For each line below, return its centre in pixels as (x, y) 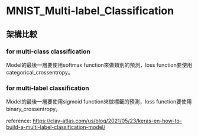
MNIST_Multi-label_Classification (90, 11)
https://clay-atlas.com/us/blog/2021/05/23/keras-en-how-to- (107, 121)
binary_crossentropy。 (33, 109)
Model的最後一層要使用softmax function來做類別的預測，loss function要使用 (99, 65)
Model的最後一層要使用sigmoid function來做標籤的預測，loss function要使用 (99, 102)
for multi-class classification (48, 51)
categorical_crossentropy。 (40, 72)
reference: (19, 121)
